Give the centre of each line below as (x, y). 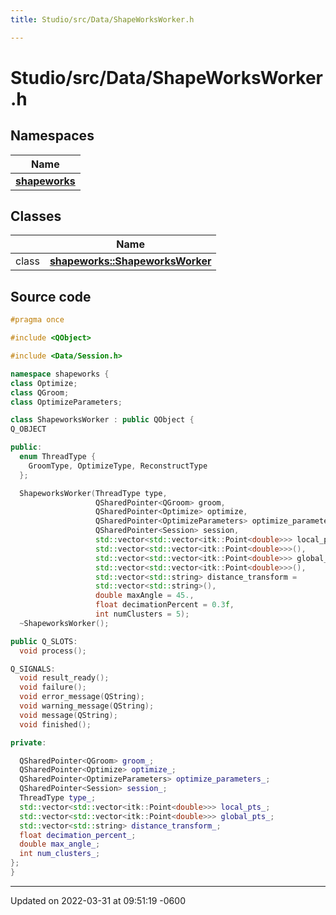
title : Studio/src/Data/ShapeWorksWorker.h (102, 19)
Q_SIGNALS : (33, 669)
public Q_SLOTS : (44, 641)
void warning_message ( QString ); (87, 706)
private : (28, 742)
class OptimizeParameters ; (66, 402)
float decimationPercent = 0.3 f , (165, 605)
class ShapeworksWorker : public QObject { (102, 420)
